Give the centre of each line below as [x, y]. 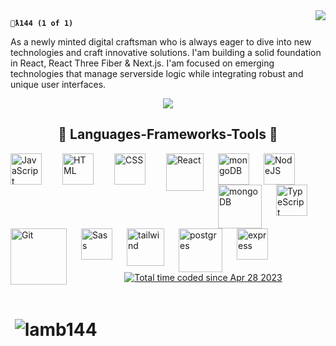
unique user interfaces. [58, 84]
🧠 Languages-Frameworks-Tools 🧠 [168, 134]
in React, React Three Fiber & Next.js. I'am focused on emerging [142, 63]
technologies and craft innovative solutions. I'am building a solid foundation [166, 52]
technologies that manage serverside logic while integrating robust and [157, 73]
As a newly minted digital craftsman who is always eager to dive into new [161, 42]
